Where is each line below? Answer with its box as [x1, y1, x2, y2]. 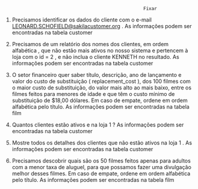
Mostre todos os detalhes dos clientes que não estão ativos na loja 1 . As [11, 139, 193, 146]
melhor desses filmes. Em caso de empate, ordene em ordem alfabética [11, 170, 191, 177]
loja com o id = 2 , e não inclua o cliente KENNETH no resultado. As [11, 53, 179, 60]
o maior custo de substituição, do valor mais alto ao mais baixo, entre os [11, 84, 191, 91]
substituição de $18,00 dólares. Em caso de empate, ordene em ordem [11, 97, 188, 104]
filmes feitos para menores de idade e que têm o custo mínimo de [11, 91, 175, 97]
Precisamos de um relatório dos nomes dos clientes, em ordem [11, 41, 169, 47]
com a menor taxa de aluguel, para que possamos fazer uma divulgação [11, 164, 191, 170]
